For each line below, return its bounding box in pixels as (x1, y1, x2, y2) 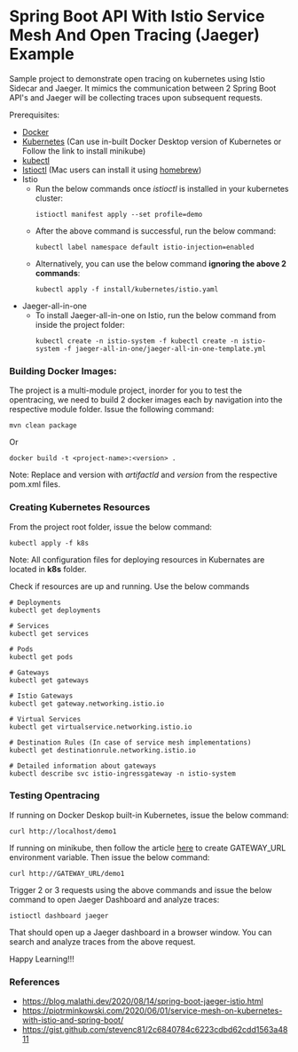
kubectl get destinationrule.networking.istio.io (9, 745, 197, 754)
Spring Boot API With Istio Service (9, 6, 265, 27)
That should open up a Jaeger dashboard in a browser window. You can (9, 927, 272, 937)
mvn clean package (9, 421, 77, 430)
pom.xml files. (9, 479, 61, 490)
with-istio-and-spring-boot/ (21, 1015, 124, 1025)
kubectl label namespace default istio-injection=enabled (35, 243, 255, 251)
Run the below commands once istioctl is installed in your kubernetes (35, 183, 289, 194)
